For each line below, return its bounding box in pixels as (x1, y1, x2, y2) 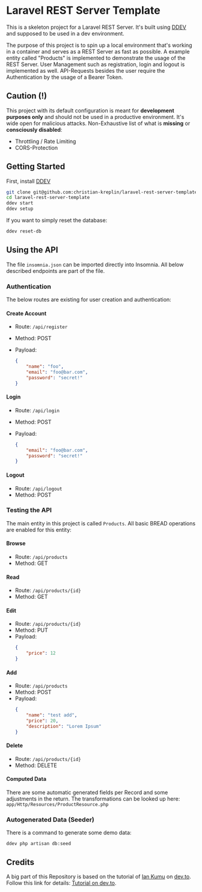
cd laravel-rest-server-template (6, 195, 90, 201)
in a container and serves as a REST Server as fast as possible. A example (6, 47, 190, 55)
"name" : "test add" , (26, 712, 78, 718)
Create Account (6, 310, 47, 317)
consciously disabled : (6, 126, 63, 133)
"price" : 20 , (26, 718, 59, 724)
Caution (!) (6, 91, 47, 101)
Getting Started (6, 162, 66, 172)
